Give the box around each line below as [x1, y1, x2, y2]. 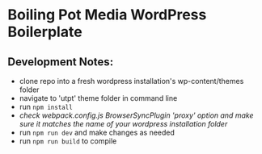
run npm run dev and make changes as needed [19, 127, 175, 137]
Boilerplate [7, 23, 82, 41]
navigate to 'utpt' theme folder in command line [19, 94, 178, 102]
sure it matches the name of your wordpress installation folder [19, 119, 228, 128]
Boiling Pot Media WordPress [7, 6, 207, 24]
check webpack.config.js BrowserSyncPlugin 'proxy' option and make [19, 110, 254, 120]
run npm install [19, 102, 74, 111]
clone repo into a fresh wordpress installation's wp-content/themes [19, 77, 244, 85]
